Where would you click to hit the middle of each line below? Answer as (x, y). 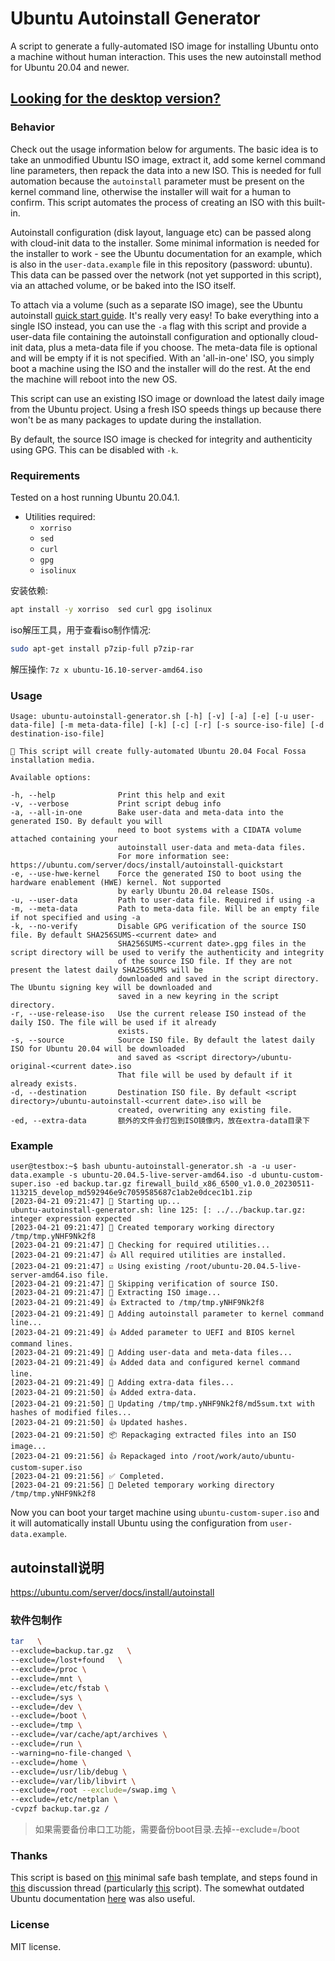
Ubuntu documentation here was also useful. (103, 1899)
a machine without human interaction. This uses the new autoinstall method (166, 56)
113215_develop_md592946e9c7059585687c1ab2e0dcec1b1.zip (131, 1193)
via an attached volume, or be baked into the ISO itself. (123, 285)
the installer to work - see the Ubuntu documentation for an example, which (166, 253)
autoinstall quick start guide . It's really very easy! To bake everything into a (165, 315)
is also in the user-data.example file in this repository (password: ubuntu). (161, 264)
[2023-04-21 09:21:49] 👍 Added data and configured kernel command (155, 1363)
